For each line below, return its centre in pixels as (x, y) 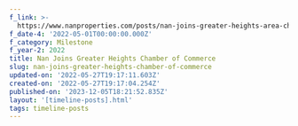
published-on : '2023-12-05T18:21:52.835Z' (89, 91)
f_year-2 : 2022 (37, 51)
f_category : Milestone (51, 42)
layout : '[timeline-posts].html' (71, 100)
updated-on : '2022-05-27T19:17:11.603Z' (85, 75)
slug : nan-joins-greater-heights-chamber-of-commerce (111, 67)
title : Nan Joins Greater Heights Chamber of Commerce (113, 59)
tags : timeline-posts (49, 108)
